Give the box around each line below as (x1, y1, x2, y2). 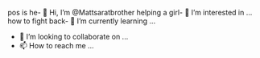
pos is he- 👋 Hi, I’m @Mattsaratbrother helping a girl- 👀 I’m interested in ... (7, 8, 253, 17)
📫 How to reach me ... (19, 41, 94, 50)
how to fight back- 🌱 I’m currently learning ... (7, 16, 156, 26)
